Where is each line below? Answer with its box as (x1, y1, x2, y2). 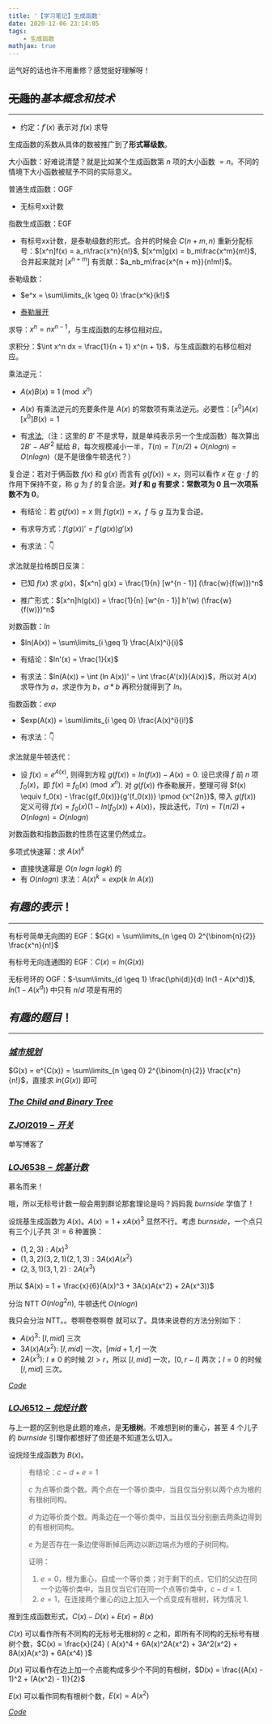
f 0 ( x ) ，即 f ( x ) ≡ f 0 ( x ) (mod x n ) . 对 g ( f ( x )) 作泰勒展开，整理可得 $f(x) (19, 778, 247, 791)
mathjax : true (8, 42, 57, 50)
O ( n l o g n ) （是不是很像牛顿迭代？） (19, 452, 135, 461)
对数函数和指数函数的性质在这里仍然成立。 (8, 829, 151, 838)
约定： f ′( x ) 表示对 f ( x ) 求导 (19, 122, 108, 132)
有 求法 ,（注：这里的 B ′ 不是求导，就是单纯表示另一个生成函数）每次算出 (19, 431, 261, 441)
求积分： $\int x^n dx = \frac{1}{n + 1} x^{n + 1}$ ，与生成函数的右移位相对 (8, 342, 253, 352)
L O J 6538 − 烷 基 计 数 (8, 1161, 89, 1172)
